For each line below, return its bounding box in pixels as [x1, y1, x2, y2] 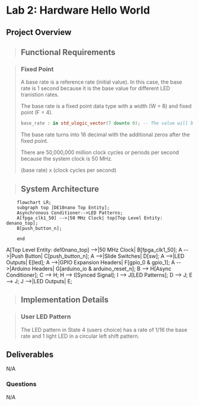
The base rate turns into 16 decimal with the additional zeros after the [20, 131, 190, 138]
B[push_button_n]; [17, 225, 62, 231]
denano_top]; [6, 220, 38, 226]
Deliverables [6, 350, 54, 360]
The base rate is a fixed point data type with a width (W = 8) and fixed [20, 103, 192, 110]
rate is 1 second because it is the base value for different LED [20, 85, 171, 92]
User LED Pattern [20, 312, 71, 321]
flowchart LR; [17, 199, 52, 205]
